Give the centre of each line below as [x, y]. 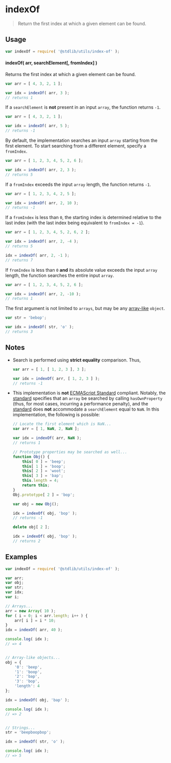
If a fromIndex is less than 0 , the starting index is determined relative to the [83, 218]
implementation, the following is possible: [56, 415]
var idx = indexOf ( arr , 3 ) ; [38, 93]
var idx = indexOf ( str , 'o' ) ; [40, 327]
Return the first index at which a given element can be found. [82, 23]
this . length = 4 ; [41, 481]
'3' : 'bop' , [27, 681]
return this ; [36, 485]
